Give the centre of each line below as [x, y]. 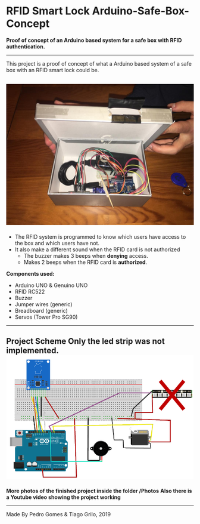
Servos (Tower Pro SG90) [46, 317]
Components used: [30, 273]
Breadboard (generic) [41, 310]
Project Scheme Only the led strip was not [85, 341]
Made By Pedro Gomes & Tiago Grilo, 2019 [59, 514]
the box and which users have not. [57, 243]
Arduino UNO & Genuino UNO [51, 285]
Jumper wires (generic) [43, 304]
